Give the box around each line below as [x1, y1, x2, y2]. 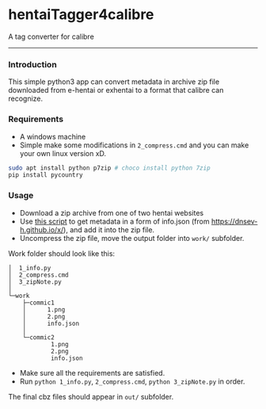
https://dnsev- [211, 216, 258, 226]
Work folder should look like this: [8, 248, 116, 258]
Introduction [8, 59, 57, 70]
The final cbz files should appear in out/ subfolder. [8, 392, 174, 401]
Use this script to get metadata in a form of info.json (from [19, 216, 210, 226]
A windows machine [19, 132, 86, 141]
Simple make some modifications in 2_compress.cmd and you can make [19, 140, 249, 150]
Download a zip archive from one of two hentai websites [19, 208, 204, 217]
